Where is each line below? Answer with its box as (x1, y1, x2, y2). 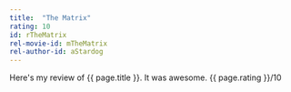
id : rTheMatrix (9, 30, 67, 39)
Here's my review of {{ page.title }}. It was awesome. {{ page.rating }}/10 (9, 72, 282, 83)
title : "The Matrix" (9, 13, 92, 23)
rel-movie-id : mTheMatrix (9, 38, 107, 48)
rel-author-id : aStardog (9, 47, 104, 56)
